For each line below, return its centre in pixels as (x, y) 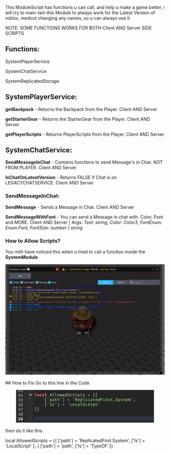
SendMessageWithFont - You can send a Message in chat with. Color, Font (84, 217)
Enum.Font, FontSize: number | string (44, 228)
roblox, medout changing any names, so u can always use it (68, 18)
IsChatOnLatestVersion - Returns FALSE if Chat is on (61, 177)
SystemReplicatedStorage (32, 81)
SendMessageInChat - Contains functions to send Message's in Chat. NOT (84, 162)
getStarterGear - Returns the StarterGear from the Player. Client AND (78, 119)
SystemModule (22, 257)
